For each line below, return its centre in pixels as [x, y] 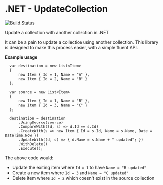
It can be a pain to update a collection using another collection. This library [82, 42]
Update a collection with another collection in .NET [57, 32]
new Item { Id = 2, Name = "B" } [53, 79]
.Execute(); [31, 148]
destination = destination [38, 118]
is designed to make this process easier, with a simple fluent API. [72, 47]
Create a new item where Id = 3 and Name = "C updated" [70, 173]
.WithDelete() [33, 144]
